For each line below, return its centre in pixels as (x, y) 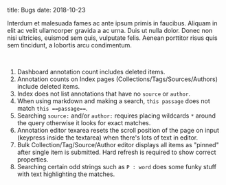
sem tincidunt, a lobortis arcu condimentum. (69, 45)
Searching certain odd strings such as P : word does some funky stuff (116, 167)
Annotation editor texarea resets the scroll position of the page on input (118, 130)
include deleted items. (48, 86)
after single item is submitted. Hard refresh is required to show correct (116, 152)
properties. (33, 160)
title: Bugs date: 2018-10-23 (46, 10)
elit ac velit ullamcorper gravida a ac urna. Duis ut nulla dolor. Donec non (110, 31)
